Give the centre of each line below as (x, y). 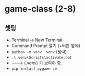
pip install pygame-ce (34, 69)
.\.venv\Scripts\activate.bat (42, 58)
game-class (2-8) (40, 9)
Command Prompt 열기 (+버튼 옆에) (46, 46)
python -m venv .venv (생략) (39, 52)
